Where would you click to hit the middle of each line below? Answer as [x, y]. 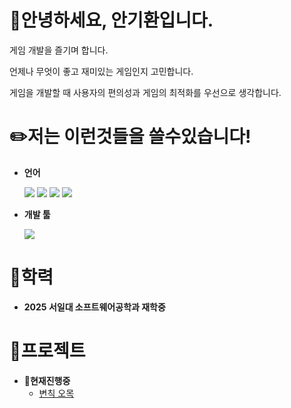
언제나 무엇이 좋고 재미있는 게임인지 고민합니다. [101, 71]
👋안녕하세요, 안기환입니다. [111, 20]
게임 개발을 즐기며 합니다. [59, 50]
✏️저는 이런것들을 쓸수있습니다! [130, 137]
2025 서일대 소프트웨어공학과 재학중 [94, 307]
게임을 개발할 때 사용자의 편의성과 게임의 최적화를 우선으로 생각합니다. [145, 92]
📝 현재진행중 [47, 380]
